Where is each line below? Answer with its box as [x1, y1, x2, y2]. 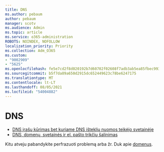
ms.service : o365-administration [5, 35, 73, 40]
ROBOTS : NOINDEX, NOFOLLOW [5, 39, 60, 44]
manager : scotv [5, 21, 36, 26]
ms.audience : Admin [5, 25, 45, 30]
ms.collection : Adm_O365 [5, 48, 56, 53]
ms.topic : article [5, 30, 42, 35]
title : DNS [5, 7, 27, 12]
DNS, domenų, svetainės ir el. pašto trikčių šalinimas [12, 132, 118, 138]
